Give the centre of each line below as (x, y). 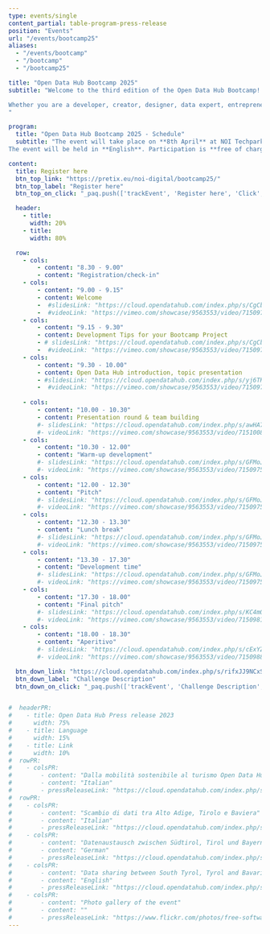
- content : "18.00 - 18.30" (84, 634)
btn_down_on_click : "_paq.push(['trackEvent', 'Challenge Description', (140, 686)
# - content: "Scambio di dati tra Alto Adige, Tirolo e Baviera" (135, 813)
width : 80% (48, 238)
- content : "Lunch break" (81, 530)
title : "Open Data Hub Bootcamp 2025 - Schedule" (100, 134)
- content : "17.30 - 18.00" (84, 597)
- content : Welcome (70, 298)
